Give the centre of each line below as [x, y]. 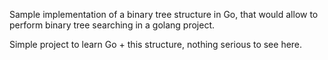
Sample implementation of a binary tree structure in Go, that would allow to [164, 14]
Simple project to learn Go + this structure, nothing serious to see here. [156, 44]
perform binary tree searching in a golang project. [112, 25]
